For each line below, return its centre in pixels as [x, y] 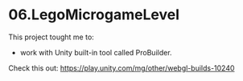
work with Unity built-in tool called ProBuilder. [96, 52]
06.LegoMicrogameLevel [94, 15]
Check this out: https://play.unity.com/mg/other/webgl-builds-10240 [121, 68]
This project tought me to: [51, 37]
